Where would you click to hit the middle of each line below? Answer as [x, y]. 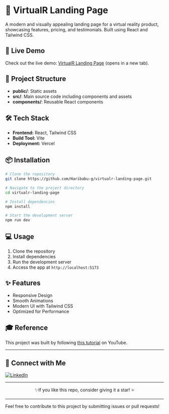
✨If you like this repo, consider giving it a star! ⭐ [84, 390]
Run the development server [42, 262]
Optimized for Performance [41, 311]
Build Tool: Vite [28, 138]
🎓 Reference [27, 328]
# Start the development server [39, 216]
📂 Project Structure [36, 79]
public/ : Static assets [34, 91]
